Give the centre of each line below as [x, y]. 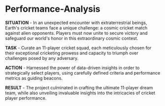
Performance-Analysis [53, 9]
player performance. [26, 98]
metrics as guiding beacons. [34, 78]
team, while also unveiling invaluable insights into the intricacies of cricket [80, 93]
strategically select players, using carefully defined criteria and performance [83, 73]
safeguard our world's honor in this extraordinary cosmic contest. [72, 38]
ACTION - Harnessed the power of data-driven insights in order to [72, 68]
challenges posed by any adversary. [42, 58]
